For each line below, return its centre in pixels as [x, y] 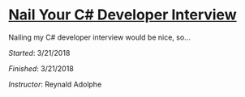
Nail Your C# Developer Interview [122, 15]
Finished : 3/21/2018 [41, 68]
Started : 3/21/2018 [39, 53]
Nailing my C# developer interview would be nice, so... [99, 37]
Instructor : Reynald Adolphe [55, 84]
